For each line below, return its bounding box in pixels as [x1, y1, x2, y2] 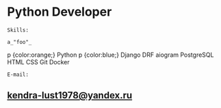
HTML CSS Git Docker [7, 57, 70, 66]
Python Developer [7, 4, 112, 20]
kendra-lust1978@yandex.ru [7, 90, 133, 101]
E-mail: [7, 71, 29, 78]
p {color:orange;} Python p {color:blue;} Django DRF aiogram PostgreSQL [7, 51, 214, 59]
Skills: [7, 27, 29, 33]
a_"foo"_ [7, 38, 32, 45]
